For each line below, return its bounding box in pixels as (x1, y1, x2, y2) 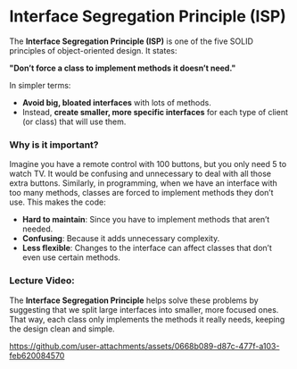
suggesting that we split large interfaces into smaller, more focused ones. (9, 304, 279, 314)
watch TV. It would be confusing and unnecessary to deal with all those (9, 168, 272, 180)
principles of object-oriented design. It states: (9, 45, 177, 55)
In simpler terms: (9, 80, 71, 90)
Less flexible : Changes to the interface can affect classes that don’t (21, 243, 272, 254)
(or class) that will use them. (21, 116, 127, 127)
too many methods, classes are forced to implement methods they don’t (9, 188, 274, 198)
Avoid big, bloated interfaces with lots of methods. (21, 96, 211, 108)
